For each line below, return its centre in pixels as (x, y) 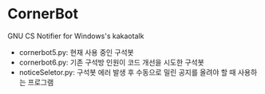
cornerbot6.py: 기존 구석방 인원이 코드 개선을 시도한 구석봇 (111, 62)
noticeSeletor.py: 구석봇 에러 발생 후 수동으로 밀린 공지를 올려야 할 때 (127, 72)
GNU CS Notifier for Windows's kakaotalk (76, 36)
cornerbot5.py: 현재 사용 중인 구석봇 (76, 52)
